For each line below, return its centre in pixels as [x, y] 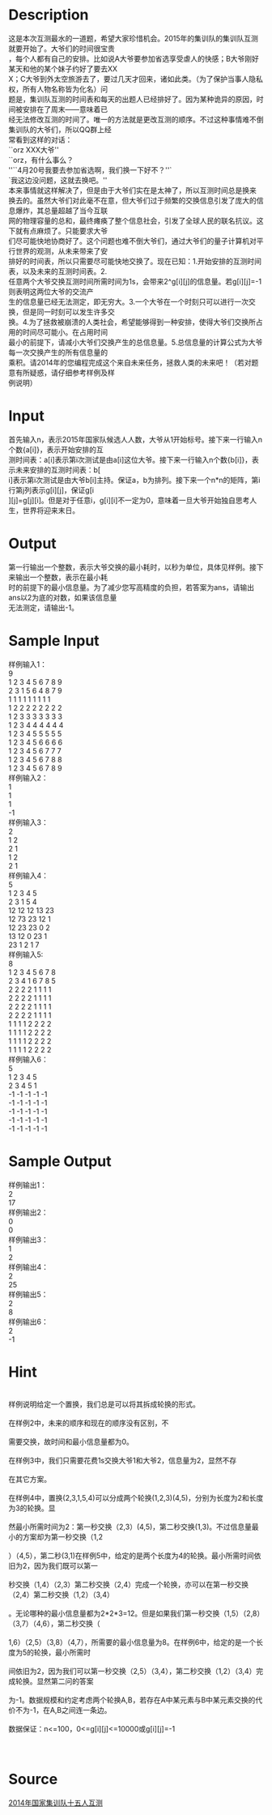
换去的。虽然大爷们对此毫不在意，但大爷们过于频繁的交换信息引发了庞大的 [132, 200]
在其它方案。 [30, 1479]
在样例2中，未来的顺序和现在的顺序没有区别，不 [89, 1423]
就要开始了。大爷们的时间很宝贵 [62, 48]
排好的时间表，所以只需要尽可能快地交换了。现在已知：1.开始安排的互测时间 [135, 261]
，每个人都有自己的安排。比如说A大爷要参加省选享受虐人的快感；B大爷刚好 [134, 58]
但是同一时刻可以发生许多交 [68, 312]
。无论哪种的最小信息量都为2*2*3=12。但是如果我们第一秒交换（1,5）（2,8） [135, 1613]
